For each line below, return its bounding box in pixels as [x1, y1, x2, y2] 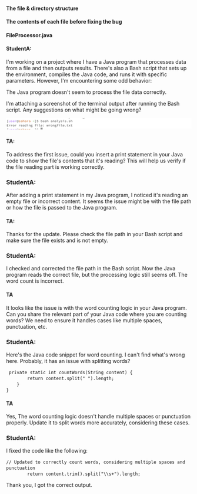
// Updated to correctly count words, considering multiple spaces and [6, 459, 185, 466]
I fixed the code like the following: [6, 447, 88, 454]
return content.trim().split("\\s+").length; [27, 471, 141, 477]
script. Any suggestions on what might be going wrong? [6, 106, 142, 113]
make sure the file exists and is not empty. [6, 237, 109, 244]
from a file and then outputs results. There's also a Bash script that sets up [6, 64, 187, 71]
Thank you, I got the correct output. [6, 482, 92, 489]
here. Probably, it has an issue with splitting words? [6, 357, 131, 364]
